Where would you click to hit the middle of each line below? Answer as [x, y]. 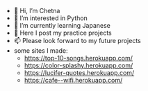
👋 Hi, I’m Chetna [37, 11]
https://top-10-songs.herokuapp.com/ [79, 58]
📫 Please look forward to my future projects [77, 41]
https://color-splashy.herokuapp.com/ [79, 65]
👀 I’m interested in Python [51, 18]
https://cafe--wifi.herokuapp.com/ [73, 80]
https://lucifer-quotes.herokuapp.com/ [79, 73]
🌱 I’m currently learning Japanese [62, 25]
